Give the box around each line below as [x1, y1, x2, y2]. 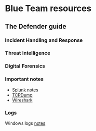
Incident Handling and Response [5, 37, 83, 44]
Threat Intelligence [5, 49, 51, 56]
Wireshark [12, 97, 33, 103]
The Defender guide [5, 22, 67, 31]
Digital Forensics [5, 63, 45, 69]
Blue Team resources [5, 3, 92, 14]
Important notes [5, 76, 44, 82]
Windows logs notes [5, 120, 46, 126]
